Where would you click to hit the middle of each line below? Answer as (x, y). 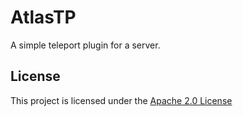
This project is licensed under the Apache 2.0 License (121, 100)
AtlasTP (43, 17)
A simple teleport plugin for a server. (85, 45)
